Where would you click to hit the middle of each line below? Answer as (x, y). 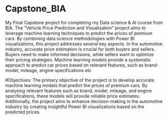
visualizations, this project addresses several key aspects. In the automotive (84, 43)
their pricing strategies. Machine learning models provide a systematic (78, 59)
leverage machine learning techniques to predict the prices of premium (79, 33)
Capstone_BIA (36, 9)
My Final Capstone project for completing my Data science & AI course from (84, 22)
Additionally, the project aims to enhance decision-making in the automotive (84, 101)
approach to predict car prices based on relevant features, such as (74, 65)
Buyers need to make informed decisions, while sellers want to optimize (80, 54)
